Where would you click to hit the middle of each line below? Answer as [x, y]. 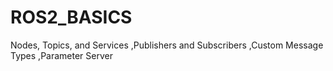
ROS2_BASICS [71, 17]
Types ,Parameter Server [61, 55]
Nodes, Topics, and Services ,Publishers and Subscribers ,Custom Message [167, 45]
